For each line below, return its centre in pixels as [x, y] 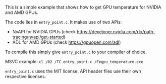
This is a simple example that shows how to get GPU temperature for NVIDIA [83, 7]
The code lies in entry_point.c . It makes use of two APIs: [64, 22]
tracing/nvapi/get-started [38, 37]
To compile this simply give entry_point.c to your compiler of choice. [76, 52]
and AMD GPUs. [22, 12]
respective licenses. [26, 76]
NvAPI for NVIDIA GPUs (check [44, 32]
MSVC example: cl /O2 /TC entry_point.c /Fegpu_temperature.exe [74, 61]
